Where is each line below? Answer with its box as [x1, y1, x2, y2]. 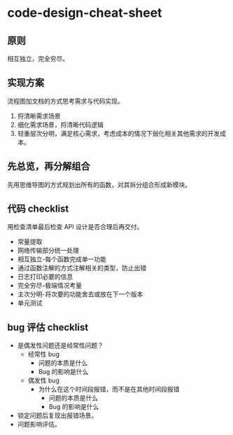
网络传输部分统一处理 [17, 247, 79, 255]
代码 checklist [7, 203, 69, 215]
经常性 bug [27, 350, 59, 359]
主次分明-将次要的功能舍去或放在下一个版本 [17, 290, 143, 298]
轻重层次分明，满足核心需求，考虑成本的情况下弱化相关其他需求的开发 [17, 129, 220, 137]
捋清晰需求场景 [17, 111, 61, 120]
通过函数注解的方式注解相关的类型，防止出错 [17, 264, 147, 272]
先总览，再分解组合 [7, 160, 90, 172]
